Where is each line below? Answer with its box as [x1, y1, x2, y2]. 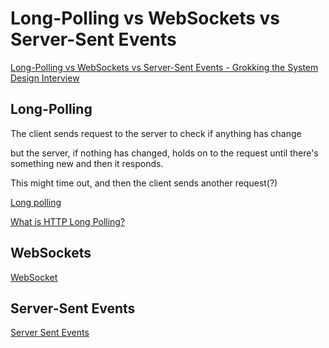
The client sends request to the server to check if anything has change [10, 127, 302, 139]
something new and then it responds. [10, 157, 164, 169]
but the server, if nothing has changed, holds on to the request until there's [10, 147, 319, 159]
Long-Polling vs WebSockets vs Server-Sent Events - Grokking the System [10, 61, 319, 73]
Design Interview [10, 72, 80, 84]
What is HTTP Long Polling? [10, 215, 126, 227]
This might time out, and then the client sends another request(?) [10, 177, 278, 189]
